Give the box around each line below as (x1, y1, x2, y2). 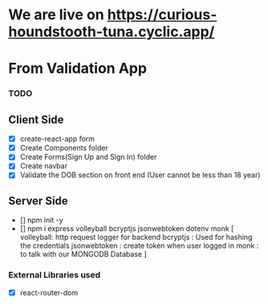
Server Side (8, 194, 68, 208)
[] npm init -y (19, 215, 63, 225)
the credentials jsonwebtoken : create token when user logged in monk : (19, 241, 259, 250)
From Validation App (8, 59, 147, 78)
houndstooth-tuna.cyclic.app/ (8, 22, 215, 41)
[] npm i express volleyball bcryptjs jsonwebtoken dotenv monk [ (19, 224, 234, 233)
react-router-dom (19, 287, 79, 298)
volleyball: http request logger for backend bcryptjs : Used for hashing (19, 233, 253, 242)
